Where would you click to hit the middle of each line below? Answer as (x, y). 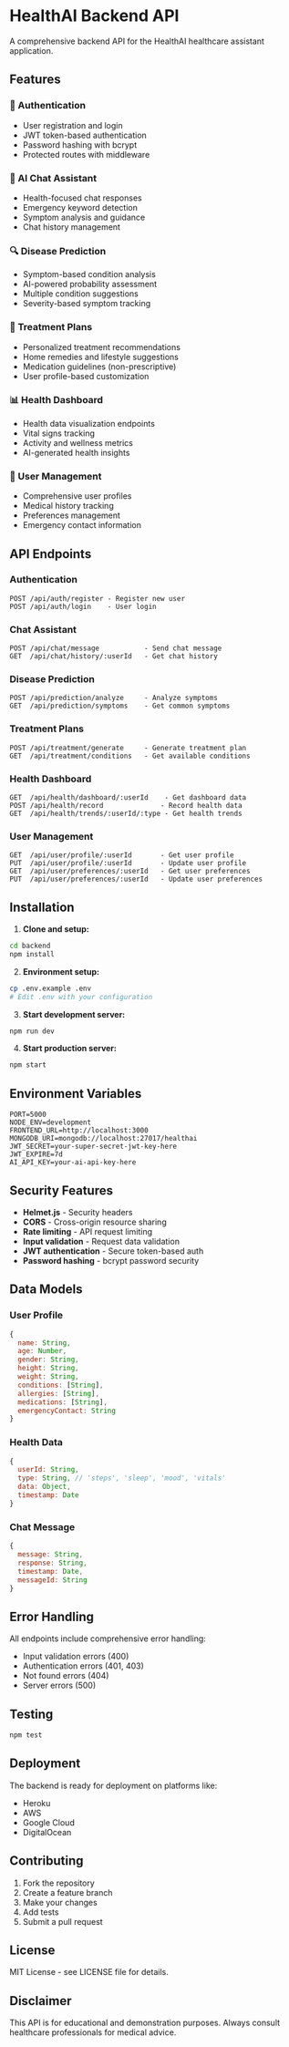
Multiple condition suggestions (80, 294)
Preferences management (72, 515)
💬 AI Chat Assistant (53, 178)
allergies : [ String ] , (59, 1393)
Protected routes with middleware (86, 154)
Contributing (46, 1861)
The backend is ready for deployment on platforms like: (114, 1785)
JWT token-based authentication (85, 135)
